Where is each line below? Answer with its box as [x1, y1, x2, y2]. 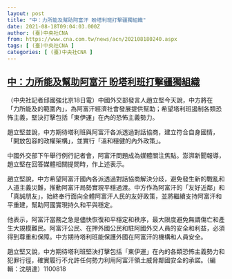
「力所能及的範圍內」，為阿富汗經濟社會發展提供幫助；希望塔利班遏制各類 [7, 105, 216, 113]
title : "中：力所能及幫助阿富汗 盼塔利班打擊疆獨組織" [7, 17, 146, 24]
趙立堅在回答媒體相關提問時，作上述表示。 [7, 160, 128, 168]
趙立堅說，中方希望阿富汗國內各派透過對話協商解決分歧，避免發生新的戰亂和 [7, 174, 225, 183]
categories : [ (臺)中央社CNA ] [7, 49, 93, 56]
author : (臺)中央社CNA [7, 29, 68, 37]
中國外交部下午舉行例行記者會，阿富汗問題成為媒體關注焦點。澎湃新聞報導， [7, 151, 225, 159]
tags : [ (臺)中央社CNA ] [7, 42, 75, 49]
